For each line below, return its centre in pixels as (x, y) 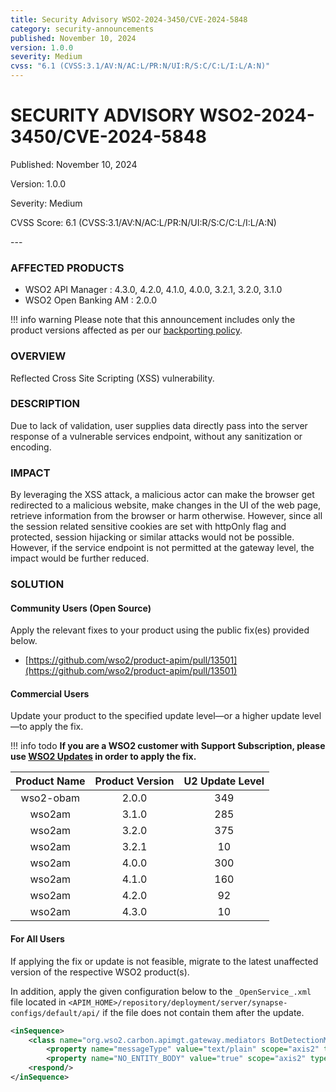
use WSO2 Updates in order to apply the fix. (103, 757)
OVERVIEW (38, 356)
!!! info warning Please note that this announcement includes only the (153, 320)
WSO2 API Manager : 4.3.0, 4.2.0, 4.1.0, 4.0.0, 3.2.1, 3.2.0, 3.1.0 (153, 290)
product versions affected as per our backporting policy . (126, 330)
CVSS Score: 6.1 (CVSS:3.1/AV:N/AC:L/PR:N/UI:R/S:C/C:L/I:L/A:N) (143, 222)
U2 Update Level (224, 781)
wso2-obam (50, 798)
